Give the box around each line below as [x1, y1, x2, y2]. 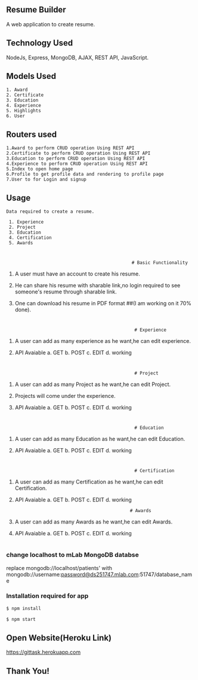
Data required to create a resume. [6, 209, 95, 215]
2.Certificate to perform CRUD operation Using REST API [6, 151, 151, 157]
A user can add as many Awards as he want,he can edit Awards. [14, 518, 173, 525]
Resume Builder [6, 5, 67, 15]
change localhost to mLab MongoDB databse [6, 551, 139, 559]
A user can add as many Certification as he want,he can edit [14, 478, 163, 485]
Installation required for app [6, 592, 89, 600]
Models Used [6, 71, 57, 81]
